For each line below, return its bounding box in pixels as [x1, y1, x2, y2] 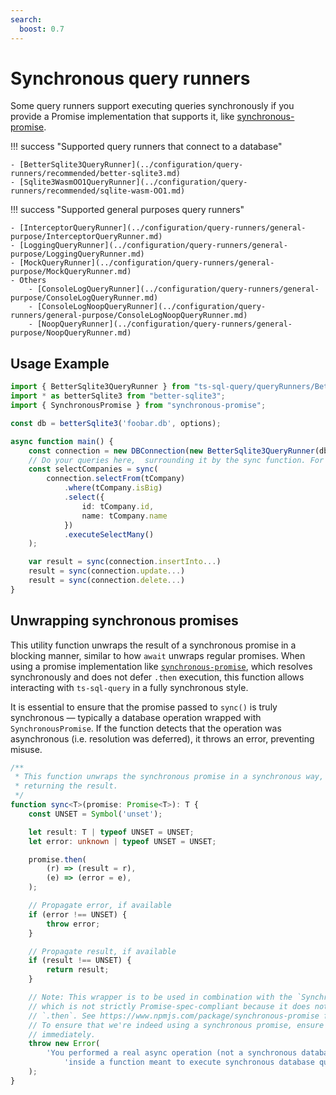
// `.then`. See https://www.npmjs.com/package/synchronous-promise [28, 1011, 320, 1021]
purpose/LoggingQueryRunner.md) [10, 249, 145, 260]
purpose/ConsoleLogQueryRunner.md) [10, 293, 159, 303]
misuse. [10, 743, 43, 755]
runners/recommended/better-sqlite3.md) [10, 169, 182, 179]
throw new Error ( [28, 1039, 101, 1049]
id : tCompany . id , [81, 501, 155, 511]
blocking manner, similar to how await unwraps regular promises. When [10, 649, 306, 661]
